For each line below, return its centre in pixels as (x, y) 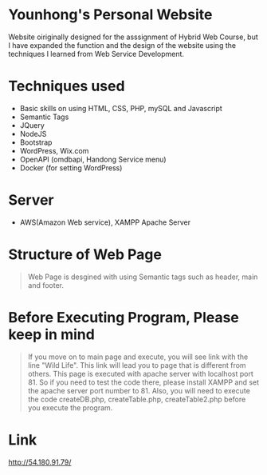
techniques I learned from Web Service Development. (96, 54)
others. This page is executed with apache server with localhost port (140, 373)
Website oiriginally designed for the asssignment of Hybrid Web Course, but (133, 37)
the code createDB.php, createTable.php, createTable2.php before (137, 399)
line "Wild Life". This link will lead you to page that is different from (137, 365)
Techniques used (67, 86)
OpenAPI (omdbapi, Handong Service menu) (93, 159)
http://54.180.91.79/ (40, 462)
